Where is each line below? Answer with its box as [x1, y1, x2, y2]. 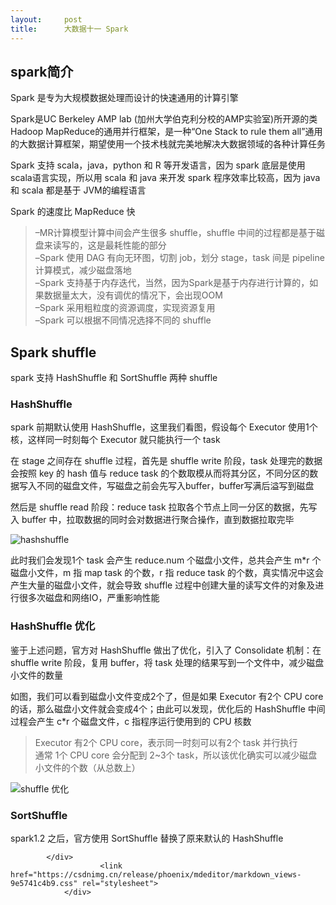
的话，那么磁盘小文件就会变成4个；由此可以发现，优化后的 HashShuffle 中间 [10, 702, 326, 715]
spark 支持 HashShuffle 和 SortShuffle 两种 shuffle [10, 372, 218, 384]
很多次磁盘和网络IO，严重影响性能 [18, 592, 160, 604]
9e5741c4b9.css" [10, 879, 78, 889]
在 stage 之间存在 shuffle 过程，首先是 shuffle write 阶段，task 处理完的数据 [10, 455, 323, 467]
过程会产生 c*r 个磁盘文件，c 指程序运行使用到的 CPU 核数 [10, 715, 252, 727]
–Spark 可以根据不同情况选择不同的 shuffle [34, 314, 212, 326]
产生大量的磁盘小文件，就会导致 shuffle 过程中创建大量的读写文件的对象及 [10, 579, 316, 591]
